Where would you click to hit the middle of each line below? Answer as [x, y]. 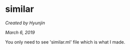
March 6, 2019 [20, 32]
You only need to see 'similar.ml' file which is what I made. [65, 42]
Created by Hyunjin [25, 23]
